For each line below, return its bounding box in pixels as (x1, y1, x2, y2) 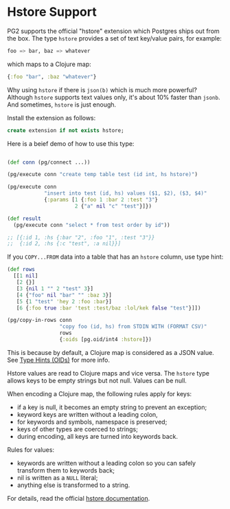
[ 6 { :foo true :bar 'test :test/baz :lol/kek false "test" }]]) (16, 304, 201, 312)
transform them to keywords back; (16, 466, 115, 475)
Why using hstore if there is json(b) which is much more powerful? (7, 85, 198, 94)
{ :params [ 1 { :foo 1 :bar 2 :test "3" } (43, 197, 158, 204)
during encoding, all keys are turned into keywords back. (16, 432, 179, 440)
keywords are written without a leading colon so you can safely (16, 459, 196, 467)
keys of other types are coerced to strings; (16, 424, 139, 433)
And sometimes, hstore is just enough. (7, 100, 117, 109)
